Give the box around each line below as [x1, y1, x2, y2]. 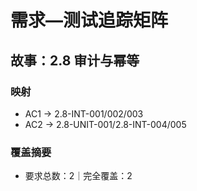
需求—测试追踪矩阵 [10, 9, 169, 32]
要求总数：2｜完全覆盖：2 [24, 170, 133, 182]
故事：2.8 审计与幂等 [10, 52, 140, 69]
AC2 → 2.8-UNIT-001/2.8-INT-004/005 [24, 118, 187, 130]
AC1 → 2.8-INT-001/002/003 [24, 107, 144, 120]
